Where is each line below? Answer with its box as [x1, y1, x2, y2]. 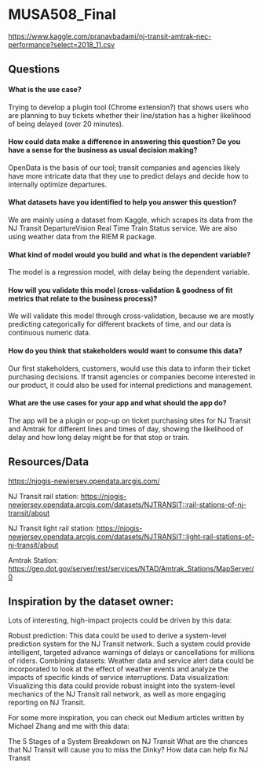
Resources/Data [8, 455, 89, 469]
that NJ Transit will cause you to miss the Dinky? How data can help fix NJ [8, 745, 249, 755]
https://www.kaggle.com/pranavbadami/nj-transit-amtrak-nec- [8, 31, 212, 41]
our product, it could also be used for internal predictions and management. [8, 380, 253, 390]
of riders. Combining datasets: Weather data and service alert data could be [8, 656, 254, 666]
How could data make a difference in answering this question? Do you [8, 137, 241, 146]
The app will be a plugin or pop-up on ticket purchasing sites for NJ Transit [8, 416, 251, 425]
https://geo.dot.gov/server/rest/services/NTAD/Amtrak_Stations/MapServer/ [8, 564, 254, 573]
